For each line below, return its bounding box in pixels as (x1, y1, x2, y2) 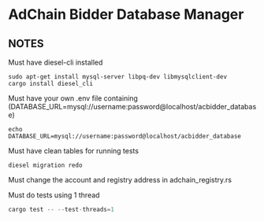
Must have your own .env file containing (8, 94, 138, 103)
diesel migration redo (8, 161, 83, 169)
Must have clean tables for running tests (8, 146, 139, 155)
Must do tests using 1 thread (8, 190, 100, 200)
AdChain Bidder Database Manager (8, 6, 244, 24)
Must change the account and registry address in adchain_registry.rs (8, 175, 232, 184)
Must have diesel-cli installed (8, 57, 103, 67)
